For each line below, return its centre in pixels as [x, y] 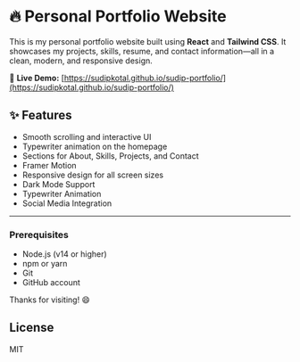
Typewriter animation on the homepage [95, 146]
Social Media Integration [67, 203]
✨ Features [41, 115]
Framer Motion [50, 165]
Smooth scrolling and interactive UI [87, 136]
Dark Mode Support [58, 184]
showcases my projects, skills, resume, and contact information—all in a [142, 51]
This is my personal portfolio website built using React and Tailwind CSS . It [148, 41]
